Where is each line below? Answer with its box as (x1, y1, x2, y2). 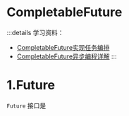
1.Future (6, 77, 56, 94)
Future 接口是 (6, 101, 47, 110)
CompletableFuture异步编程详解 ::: (16, 52, 117, 60)
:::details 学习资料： (6, 28, 64, 37)
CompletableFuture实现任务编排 (16, 43, 110, 51)
